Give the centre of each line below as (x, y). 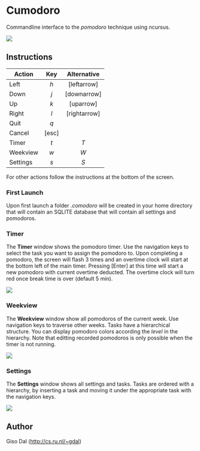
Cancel (19, 133)
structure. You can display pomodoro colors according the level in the (92, 331)
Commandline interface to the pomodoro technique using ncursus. (88, 27)
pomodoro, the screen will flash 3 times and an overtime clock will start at (97, 260)
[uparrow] (83, 104)
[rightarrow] (83, 113)
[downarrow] (83, 94)
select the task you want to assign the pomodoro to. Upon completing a (94, 253)
